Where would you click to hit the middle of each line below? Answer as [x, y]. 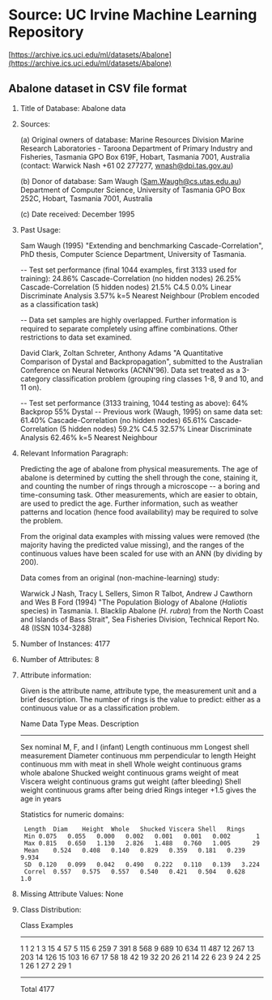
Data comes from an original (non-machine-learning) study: [120, 578]
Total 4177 [37, 989]
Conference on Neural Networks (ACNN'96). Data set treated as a [130, 370]
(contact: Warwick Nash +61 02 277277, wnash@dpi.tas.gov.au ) [127, 165]
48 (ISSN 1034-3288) [56, 628]
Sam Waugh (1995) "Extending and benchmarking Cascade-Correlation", [142, 246]
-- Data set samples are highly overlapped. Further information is [128, 320]
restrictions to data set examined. [76, 337]
